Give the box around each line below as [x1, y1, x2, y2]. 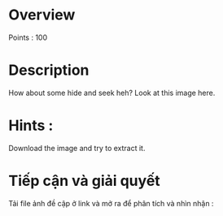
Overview [8, 6, 76, 24]
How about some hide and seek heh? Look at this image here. [8, 88, 216, 97]
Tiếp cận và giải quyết [8, 172, 160, 190]
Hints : [8, 116, 54, 135]
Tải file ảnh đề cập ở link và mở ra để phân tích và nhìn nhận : [8, 198, 214, 208]
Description [8, 61, 90, 80]
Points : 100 [8, 32, 48, 42]
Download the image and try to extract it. [8, 143, 146, 153]
